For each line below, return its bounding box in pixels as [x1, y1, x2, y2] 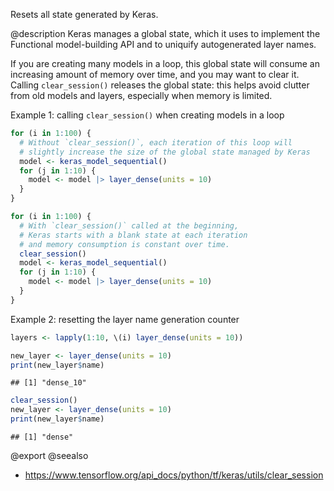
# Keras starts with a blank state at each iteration [19, 230, 248, 240]
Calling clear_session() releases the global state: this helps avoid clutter [10, 79, 310, 91]
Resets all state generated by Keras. [10, 9, 159, 20]
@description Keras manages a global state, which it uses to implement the [10, 28, 321, 39]
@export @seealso [10, 450, 89, 461]
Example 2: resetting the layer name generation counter [10, 313, 240, 325]
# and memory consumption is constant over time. [19, 239, 230, 249]
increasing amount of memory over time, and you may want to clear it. [10, 69, 300, 80]
